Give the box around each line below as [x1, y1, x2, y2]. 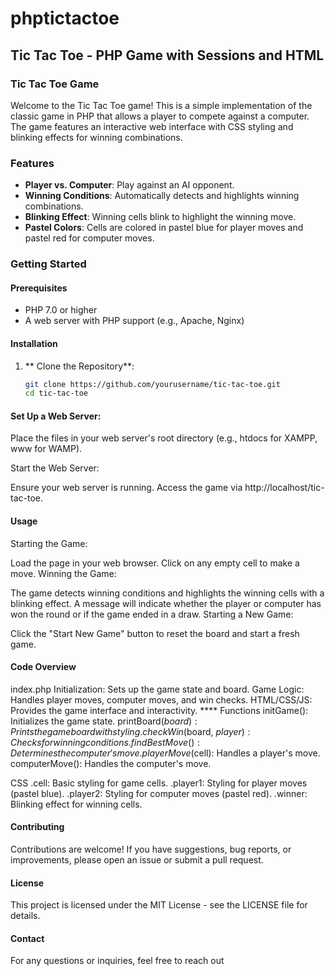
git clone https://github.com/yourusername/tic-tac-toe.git [24, 379, 281, 389]
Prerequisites [10, 282, 68, 294]
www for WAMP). [10, 443, 83, 455]
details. [10, 910, 41, 922]
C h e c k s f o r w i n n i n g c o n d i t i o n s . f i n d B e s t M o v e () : [10, 736, 200, 748]
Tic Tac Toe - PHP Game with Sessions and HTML [10, 47, 325, 64]
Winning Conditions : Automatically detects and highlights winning [24, 190, 300, 202]
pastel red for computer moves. [24, 232, 155, 244]
